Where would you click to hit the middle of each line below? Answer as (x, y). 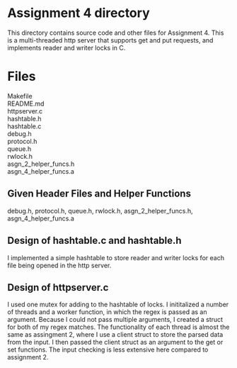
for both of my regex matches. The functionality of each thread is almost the (118, 327)
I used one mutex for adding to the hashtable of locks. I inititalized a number (118, 305)
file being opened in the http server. (59, 265)
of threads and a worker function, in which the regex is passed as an (107, 312)
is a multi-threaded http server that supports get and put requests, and (110, 40)
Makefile (20, 96)
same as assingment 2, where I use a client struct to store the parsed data (115, 335)
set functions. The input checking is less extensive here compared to (108, 350)
